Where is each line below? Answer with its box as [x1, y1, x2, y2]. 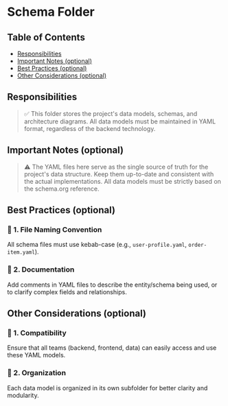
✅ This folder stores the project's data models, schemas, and [23, 109, 198, 117]
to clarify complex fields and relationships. [7, 287, 127, 296]
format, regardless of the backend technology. [23, 124, 156, 132]
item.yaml [7, 249, 36, 256]
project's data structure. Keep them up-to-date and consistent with [23, 169, 214, 178]
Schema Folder [7, 4, 95, 20]
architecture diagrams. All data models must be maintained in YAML [23, 117, 216, 126]
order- [187, 241, 207, 249]
